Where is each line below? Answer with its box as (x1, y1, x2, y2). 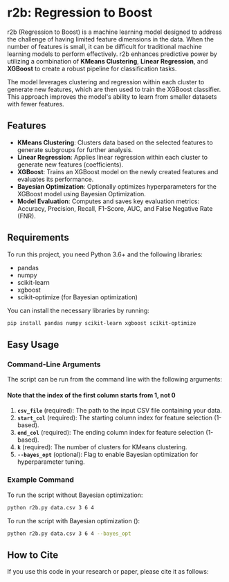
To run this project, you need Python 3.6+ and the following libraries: (7, 250, 203, 259)
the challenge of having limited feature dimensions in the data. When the (7, 35, 214, 43)
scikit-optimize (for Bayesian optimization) (17, 292, 138, 301)
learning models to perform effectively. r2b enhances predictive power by (7, 50, 218, 58)
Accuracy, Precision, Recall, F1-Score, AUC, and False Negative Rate (17, 204, 213, 212)
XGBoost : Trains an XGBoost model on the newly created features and (17, 167, 219, 176)
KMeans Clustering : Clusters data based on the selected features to (17, 138, 213, 147)
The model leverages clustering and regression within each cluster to (7, 77, 205, 86)
